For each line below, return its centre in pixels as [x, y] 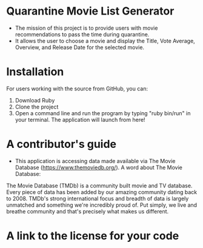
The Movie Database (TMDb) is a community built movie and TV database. [99, 186]
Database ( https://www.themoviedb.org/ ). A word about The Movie [99, 167]
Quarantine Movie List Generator [90, 11]
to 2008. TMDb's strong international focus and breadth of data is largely [98, 198]
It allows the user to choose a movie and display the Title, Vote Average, [105, 41]
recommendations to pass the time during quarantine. [82, 34]
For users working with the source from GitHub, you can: [77, 89]
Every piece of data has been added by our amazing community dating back [102, 192]
